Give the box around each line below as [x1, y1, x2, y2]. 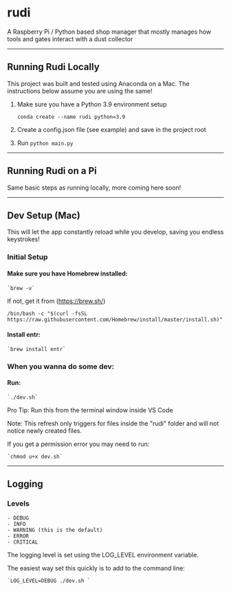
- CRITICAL [7, 538, 38, 546]
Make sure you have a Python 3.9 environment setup [16, 100, 167, 108]
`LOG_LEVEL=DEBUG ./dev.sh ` [7, 577, 91, 584]
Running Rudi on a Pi [7, 165, 98, 177]
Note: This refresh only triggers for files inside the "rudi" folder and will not [7, 419, 219, 427]
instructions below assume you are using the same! [7, 87, 153, 95]
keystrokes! [7, 235, 40, 243]
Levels [7, 499, 30, 509]
